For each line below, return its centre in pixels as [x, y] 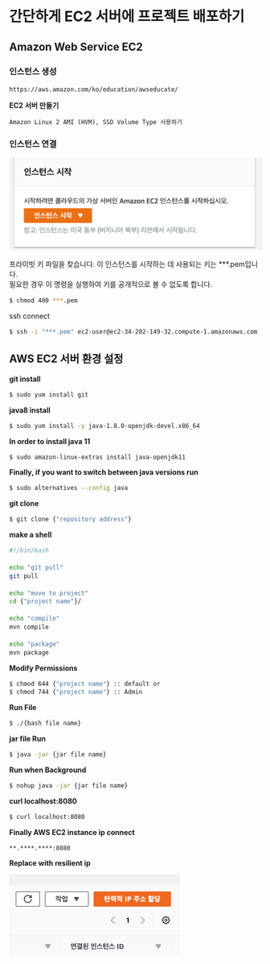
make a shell [31, 535]
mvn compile [29, 627]
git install [25, 379]
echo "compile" [35, 619]
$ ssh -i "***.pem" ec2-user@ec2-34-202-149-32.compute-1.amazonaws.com [133, 332]
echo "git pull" [36, 567]
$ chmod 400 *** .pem [44, 301]
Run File [23, 708]
